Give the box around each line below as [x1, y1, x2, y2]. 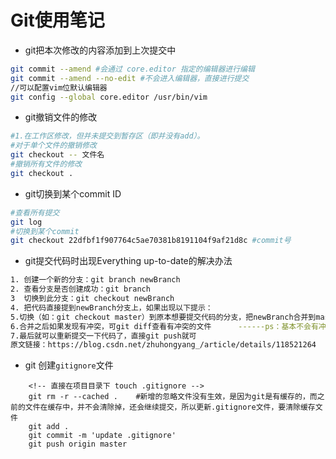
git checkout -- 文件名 [10, 150, 105, 160]
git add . [28, 422, 70, 432]
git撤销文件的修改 [24, 111, 98, 123]
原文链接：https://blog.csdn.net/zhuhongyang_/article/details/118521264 [10, 340, 317, 350]
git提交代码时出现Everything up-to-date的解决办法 [24, 255, 233, 267]
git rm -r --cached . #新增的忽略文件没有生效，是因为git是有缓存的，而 [28, 392, 318, 402]
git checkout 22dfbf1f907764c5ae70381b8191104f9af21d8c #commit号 [10, 236, 292, 246]
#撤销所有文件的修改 [10, 159, 83, 170]
